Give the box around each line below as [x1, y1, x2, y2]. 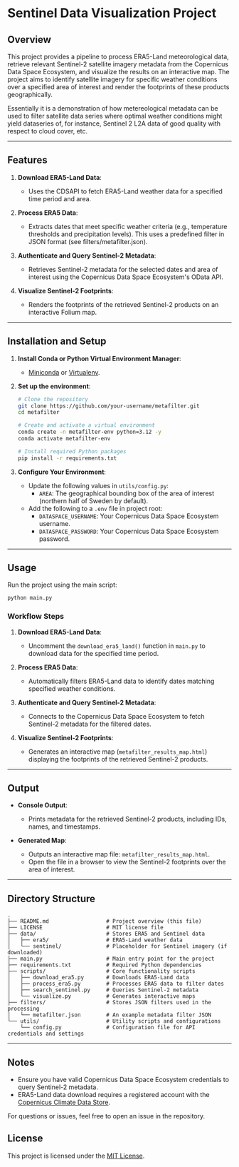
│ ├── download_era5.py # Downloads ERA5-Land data [7, 974, 190, 981]
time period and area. [28, 194, 92, 203]
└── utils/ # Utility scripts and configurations [7, 1018, 221, 1025]
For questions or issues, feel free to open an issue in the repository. [7, 1112, 206, 1121]
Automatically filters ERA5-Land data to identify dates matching [28, 677, 215, 685]
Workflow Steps [7, 612, 64, 622]
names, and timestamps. [28, 822, 101, 831]
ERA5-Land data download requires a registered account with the [17, 1091, 210, 1099]
